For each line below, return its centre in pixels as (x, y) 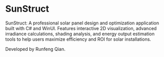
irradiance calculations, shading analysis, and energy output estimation (80, 34)
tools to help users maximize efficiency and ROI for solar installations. (78, 39)
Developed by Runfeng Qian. (35, 49)
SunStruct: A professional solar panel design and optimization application (82, 23)
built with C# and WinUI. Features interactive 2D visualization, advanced (81, 28)
